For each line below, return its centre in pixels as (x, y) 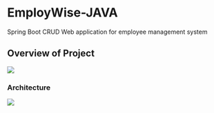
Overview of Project (51, 53)
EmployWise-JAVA (63, 13)
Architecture (29, 88)
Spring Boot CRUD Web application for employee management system (107, 32)
